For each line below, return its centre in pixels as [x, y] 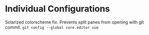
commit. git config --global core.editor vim [52, 27]
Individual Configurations [58, 9]
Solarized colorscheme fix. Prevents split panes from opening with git [74, 22]
